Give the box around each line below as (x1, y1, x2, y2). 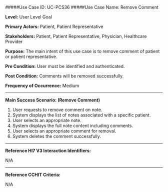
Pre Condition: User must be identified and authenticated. (5, 63, 125, 69)
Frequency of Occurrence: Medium (5, 82, 79, 88)
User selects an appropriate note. (12, 117, 81, 123)
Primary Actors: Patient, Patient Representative (5, 23, 103, 29)
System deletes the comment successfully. (12, 133, 101, 139)
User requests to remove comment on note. (12, 107, 102, 112)
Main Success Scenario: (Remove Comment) (5, 97, 100, 103)
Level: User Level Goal (5, 14, 52, 19)
